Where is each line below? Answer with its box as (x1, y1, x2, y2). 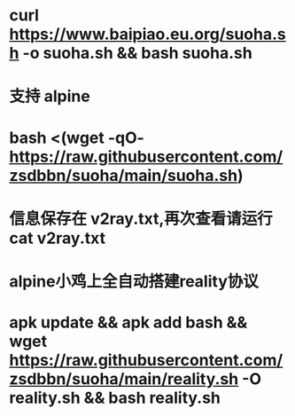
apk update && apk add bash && (9, 312, 248, 333)
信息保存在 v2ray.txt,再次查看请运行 (9, 208, 273, 229)
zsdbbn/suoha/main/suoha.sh (9, 165, 237, 185)
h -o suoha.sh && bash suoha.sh (9, 43, 252, 63)
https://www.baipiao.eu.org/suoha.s (9, 24, 286, 44)
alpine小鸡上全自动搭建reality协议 (9, 271, 260, 291)
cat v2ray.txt (9, 228, 106, 248)
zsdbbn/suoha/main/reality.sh (9, 369, 239, 389)
